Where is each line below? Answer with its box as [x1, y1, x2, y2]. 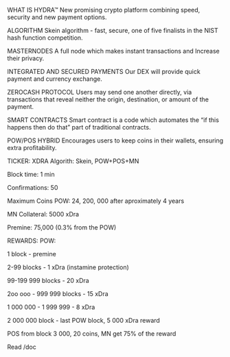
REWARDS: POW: [7, 236, 56, 245]
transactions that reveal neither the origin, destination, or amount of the [7, 95, 209, 103]
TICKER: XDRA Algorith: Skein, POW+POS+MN [7, 157, 139, 165]
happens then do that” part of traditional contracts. [7, 123, 151, 131]
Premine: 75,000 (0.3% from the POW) [7, 223, 117, 232]
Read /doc [7, 343, 36, 351]
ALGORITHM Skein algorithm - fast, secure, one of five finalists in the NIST [7, 27, 218, 34]
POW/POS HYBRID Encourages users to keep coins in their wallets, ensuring [7, 136, 224, 145]
